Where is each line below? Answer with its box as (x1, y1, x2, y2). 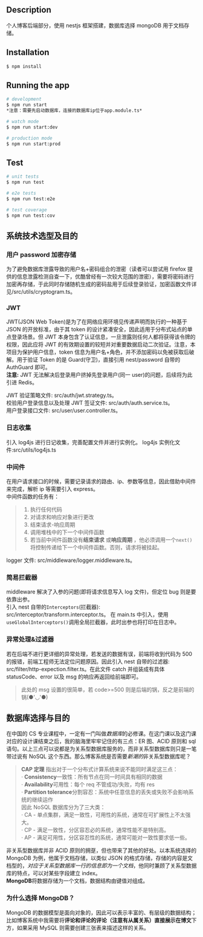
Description (6, 5, 51, 15)
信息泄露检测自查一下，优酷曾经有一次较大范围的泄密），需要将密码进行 (16, 273, 195, 280)
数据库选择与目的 (6, 713, 70, 723)
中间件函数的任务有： (6, 493, 59, 500)
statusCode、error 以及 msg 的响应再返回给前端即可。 (6, 673, 142, 680)
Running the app (6, 80, 69, 90)
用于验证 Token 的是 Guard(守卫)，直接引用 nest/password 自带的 (16, 356, 181, 364)
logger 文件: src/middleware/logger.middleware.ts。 (6, 556, 136, 564)
